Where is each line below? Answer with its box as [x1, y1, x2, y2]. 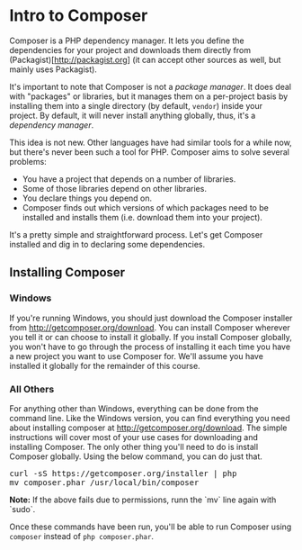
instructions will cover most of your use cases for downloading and [9, 431, 259, 442]
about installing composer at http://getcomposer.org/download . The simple [9, 422, 288, 433]
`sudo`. [9, 503, 36, 514]
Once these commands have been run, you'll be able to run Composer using [9, 521, 292, 532]
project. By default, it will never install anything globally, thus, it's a [9, 110, 256, 121]
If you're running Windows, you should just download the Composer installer [9, 312, 293, 323]
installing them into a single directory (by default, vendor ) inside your [9, 100, 263, 111]
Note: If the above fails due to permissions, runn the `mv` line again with [9, 494, 277, 505]
